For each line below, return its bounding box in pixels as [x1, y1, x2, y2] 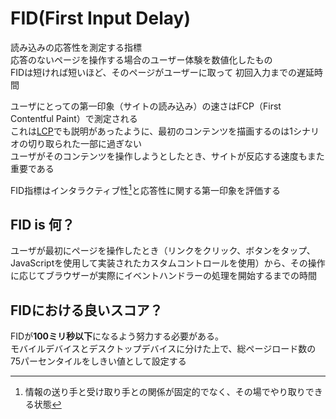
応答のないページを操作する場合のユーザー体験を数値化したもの [10, 53, 273, 66]
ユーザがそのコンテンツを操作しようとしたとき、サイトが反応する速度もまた [10, 150, 325, 162]
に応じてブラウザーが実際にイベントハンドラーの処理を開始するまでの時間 [10, 270, 317, 282]
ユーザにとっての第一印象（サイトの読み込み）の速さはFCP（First [10, 100, 282, 112]
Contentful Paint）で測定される [10, 112, 138, 124]
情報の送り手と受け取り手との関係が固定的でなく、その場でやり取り [24, 386, 306, 398]
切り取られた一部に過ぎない [27, 137, 142, 149]
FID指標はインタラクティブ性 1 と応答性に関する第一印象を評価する [10, 182, 282, 196]
